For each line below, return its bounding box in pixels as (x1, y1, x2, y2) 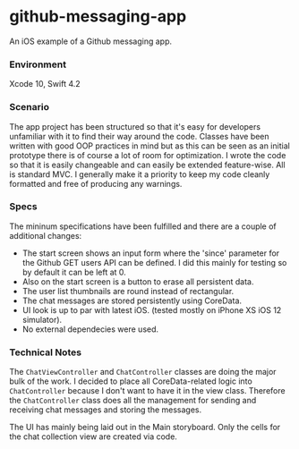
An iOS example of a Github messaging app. (9, 36, 173, 47)
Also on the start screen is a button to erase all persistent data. (21, 275, 254, 287)
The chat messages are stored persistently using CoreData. (21, 295, 243, 306)
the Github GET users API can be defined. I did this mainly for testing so (21, 257, 287, 267)
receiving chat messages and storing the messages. (9, 404, 202, 415)
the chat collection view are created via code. (9, 431, 177, 442)
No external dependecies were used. (21, 324, 159, 335)
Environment (9, 58, 67, 71)
